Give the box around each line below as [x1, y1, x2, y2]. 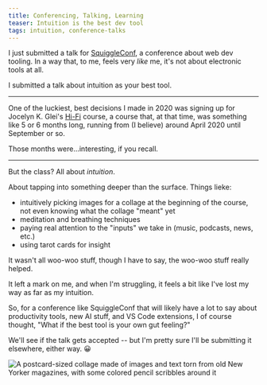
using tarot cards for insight [19, 240, 111, 250]
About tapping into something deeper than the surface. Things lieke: [8, 182, 232, 192]
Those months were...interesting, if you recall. [8, 144, 159, 154]
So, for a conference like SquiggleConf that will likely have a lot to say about [8, 303, 257, 313]
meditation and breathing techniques [19, 215, 141, 224]
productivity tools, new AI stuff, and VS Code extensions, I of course [8, 312, 232, 321]
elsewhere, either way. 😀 [8, 344, 91, 354]
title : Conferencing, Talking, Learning [8, 11, 145, 20]
